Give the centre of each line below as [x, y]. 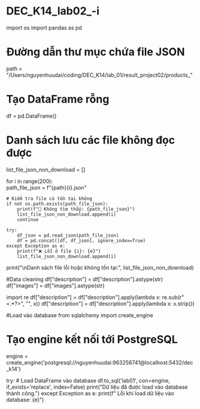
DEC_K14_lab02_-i [53, 11]
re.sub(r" [173, 297]
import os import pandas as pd [44, 28]
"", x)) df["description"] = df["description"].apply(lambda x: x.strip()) [110, 303]
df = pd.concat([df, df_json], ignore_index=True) [81, 241]
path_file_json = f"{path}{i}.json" [46, 187]
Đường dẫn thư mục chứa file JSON [96, 52]
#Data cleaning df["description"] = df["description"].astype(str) [85, 279]
